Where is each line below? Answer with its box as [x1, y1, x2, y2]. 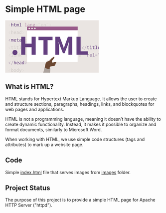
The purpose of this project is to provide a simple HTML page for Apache [5, 197, 156, 203]
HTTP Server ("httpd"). [5, 202, 52, 208]
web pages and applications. [5, 106, 65, 112]
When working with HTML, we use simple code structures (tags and [5, 136, 145, 142]
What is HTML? [5, 82, 54, 91]
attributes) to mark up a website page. [5, 141, 84, 148]
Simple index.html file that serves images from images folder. [5, 169, 131, 175]
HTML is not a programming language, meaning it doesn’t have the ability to [5, 116, 161, 122]
